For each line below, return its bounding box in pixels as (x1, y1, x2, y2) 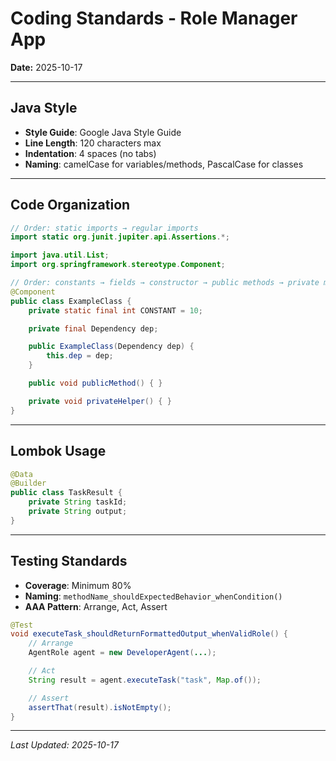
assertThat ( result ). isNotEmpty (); (28, 702, 172, 712)
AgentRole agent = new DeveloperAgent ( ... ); (28, 648, 217, 658)
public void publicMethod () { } (28, 378, 163, 389)
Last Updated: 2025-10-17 (10, 739, 119, 751)
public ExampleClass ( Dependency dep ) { (28, 342, 195, 352)
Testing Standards (10, 553, 128, 570)
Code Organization (10, 197, 131, 214)
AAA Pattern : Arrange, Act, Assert (24, 600, 168, 612)
